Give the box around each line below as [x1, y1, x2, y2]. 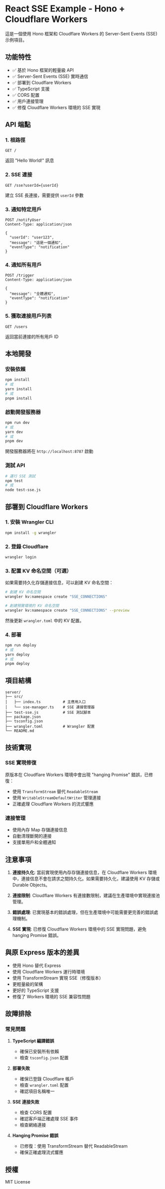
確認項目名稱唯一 [19, 1088, 55, 1094]
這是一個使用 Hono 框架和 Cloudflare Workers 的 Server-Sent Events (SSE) [5, 30, 158, 36]
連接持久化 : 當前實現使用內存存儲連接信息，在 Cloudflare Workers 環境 [12, 869, 157, 875]
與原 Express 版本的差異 [5, 948, 80, 957]
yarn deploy [5, 652, 30, 657]
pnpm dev [5, 439, 23, 444]
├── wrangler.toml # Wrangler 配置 [5, 724, 95, 729]
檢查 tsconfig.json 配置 [19, 1055, 69, 1061]
